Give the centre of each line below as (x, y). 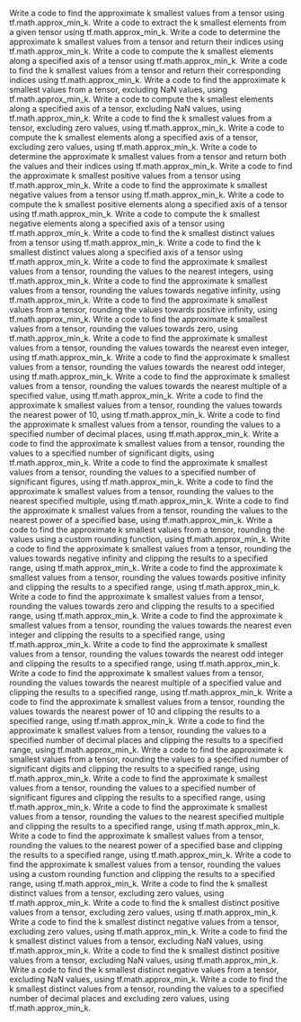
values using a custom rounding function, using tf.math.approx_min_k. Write (150, 539)
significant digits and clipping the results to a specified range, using (135, 769)
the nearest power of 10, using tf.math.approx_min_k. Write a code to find (145, 415)
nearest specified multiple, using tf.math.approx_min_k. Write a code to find (149, 501)
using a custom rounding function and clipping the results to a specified (142, 874)
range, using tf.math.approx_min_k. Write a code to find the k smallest (138, 883)
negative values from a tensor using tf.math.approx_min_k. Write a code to (147, 194)
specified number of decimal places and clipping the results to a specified (146, 740)
